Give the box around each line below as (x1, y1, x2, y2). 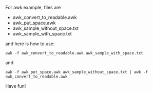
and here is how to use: (5, 41, 55, 47)
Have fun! (5, 83, 26, 89)
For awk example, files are (5, 5, 61, 10)
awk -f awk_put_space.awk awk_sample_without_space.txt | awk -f (5, 69, 148, 75)
